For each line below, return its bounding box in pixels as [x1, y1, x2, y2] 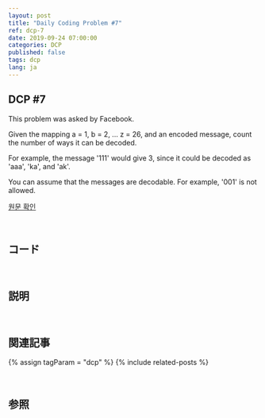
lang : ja [8, 64, 37, 72]
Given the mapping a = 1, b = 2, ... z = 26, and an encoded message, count [8, 129, 252, 139]
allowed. [8, 185, 36, 195]
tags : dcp [8, 56, 41, 64]
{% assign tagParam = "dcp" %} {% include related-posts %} [8, 358, 209, 366]
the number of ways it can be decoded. [8, 137, 137, 147]
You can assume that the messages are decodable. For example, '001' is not [8, 176, 258, 187]
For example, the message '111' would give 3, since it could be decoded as [8, 153, 252, 163]
